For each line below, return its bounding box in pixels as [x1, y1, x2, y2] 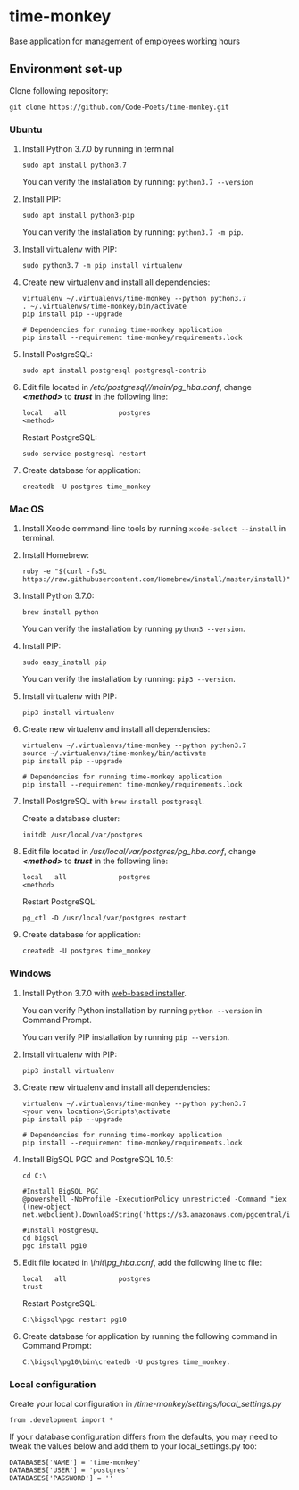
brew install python [21, 608, 99, 617]
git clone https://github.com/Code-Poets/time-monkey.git [9, 103, 229, 112]
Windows [9, 967, 52, 979]
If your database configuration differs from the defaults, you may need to [9, 1431, 278, 1442]
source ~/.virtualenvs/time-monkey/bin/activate [21, 749, 207, 758]
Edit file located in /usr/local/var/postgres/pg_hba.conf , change [21, 846, 257, 857]
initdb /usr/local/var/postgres [21, 830, 143, 840]
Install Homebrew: [21, 550, 89, 561]
